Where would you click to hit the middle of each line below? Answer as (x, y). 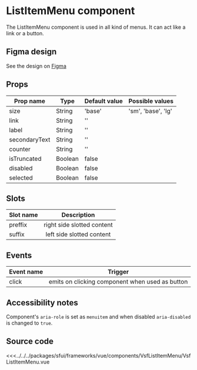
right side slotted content (78, 225)
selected (21, 177)
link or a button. (25, 33)
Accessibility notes (42, 303)
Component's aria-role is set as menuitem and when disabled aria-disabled (98, 317)
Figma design (31, 52)
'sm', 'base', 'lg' (150, 111)
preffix (18, 225)
